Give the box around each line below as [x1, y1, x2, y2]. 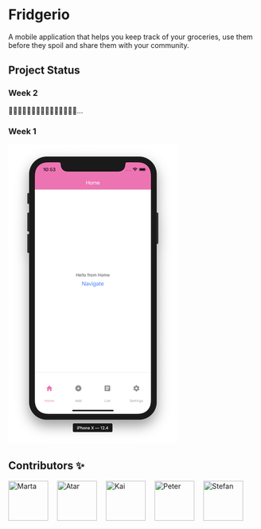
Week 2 [8, 88, 38, 99]
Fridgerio [8, 6, 70, 24]
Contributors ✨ [8, 459, 85, 472]
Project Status [8, 64, 81, 77]
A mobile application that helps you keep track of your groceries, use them [8, 32, 253, 41]
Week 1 [8, 125, 37, 136]
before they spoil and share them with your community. [8, 40, 189, 49]
